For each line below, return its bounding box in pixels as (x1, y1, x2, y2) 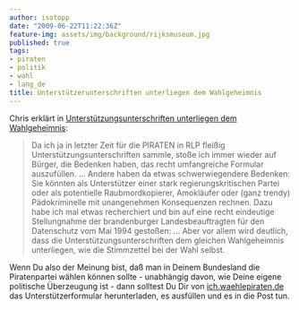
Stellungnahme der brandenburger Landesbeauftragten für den (30, 216, 265, 227)
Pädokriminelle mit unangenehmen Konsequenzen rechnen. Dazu (30, 196, 273, 207)
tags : (9, 47, 30, 56)
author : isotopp (9, 13, 70, 22)
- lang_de (9, 80, 47, 89)
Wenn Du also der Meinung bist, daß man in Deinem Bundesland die (9, 262, 261, 272)
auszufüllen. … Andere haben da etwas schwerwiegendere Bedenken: (30, 168, 291, 179)
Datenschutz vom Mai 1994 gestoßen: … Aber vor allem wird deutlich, (30, 225, 288, 236)
